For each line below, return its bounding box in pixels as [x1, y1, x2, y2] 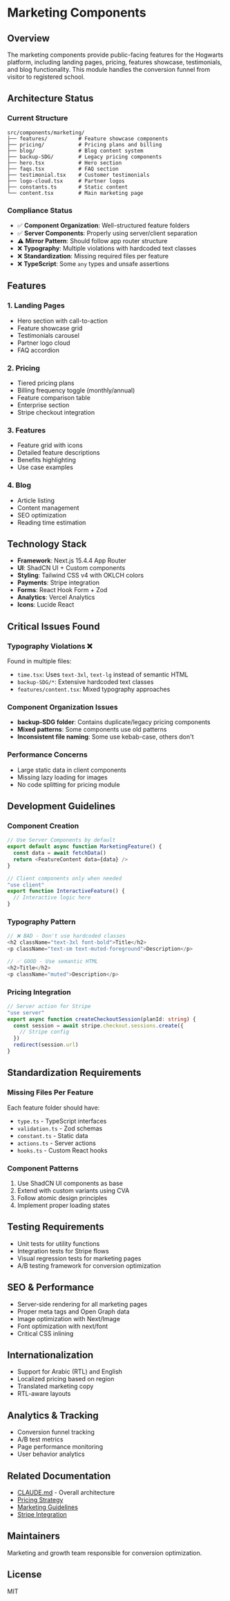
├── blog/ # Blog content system [7, 147, 144, 154]
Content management [17, 503, 79, 512]
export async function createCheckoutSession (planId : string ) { [7, 1016, 196, 1023]
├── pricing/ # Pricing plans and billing [7, 141, 162, 148]
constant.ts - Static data [17, 1131, 88, 1139]
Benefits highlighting [17, 456, 76, 464]
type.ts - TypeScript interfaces [17, 1117, 107, 1125]
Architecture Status [7, 93, 94, 104]
